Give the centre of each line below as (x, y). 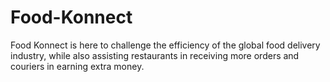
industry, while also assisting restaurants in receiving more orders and (155, 55)
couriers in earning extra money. (77, 66)
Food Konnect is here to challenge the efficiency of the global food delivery (165, 45)
